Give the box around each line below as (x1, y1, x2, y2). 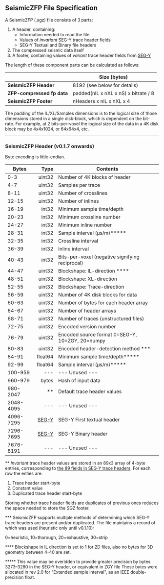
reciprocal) (58, 260, 83, 267)
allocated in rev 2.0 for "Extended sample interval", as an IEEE (5, 569, 129, 575)
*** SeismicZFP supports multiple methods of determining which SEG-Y (5, 514, 150, 521)
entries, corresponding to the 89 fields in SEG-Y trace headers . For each (5, 465, 151, 471)
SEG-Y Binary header (58, 431, 108, 438)
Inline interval (58, 245, 89, 252)
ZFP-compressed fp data (7, 90, 68, 97)
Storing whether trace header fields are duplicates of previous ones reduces (5, 500, 159, 506)
